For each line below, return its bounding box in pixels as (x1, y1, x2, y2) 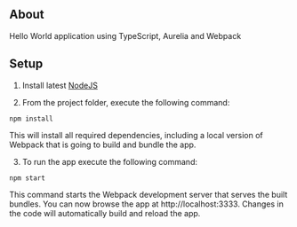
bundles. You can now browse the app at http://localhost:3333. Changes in (9, 199, 285, 209)
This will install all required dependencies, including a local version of (9, 129, 264, 140)
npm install (9, 114, 53, 123)
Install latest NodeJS (21, 80, 98, 90)
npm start (9, 173, 46, 183)
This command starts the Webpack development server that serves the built (9, 189, 288, 200)
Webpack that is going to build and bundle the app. (9, 139, 197, 150)
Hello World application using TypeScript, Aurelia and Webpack (9, 30, 242, 41)
